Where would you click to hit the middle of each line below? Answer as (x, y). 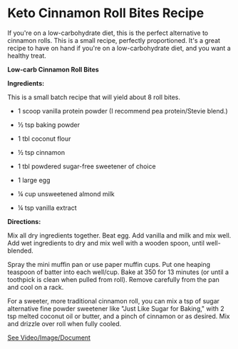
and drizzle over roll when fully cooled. (64, 323)
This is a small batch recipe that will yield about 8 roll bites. (94, 97)
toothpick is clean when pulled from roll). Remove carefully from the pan (113, 279)
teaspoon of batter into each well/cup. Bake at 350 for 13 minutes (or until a (118, 272)
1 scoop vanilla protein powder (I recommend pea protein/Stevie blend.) (123, 111)
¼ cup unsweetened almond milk (66, 193)
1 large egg (34, 180)
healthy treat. (27, 56)
